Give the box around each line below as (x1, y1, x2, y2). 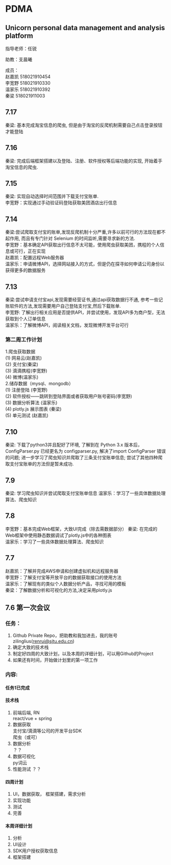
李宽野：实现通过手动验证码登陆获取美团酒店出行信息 (5, 200, 117, 206)
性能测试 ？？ (12, 766, 41, 772)
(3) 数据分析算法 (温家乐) (5, 400, 58, 406)
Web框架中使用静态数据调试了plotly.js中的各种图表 (5, 532, 112, 538)
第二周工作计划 (5, 336, 42, 343)
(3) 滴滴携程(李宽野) (5, 368, 47, 374)
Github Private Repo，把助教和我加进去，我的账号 (12, 632, 118, 638)
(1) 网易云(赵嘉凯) (5, 355, 42, 361)
